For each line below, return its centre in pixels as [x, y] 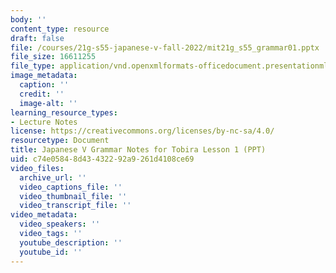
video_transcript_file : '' [75, 206]
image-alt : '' [48, 103]
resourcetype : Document [60, 141]
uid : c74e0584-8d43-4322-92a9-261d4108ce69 [102, 159]
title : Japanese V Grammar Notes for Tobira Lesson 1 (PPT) [138, 150]
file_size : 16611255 [53, 57]
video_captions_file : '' [71, 187]
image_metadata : [44, 76]
